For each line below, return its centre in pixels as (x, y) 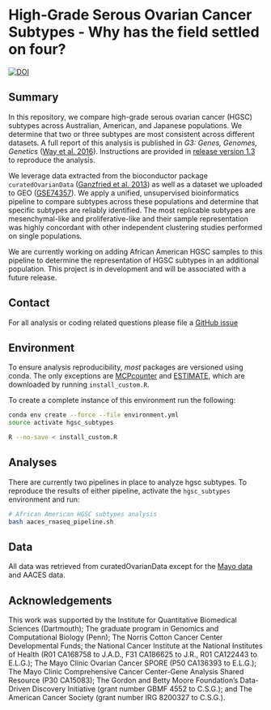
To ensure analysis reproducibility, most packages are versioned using (126, 367)
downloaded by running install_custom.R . (79, 385)
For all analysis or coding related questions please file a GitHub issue (123, 323)
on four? (37, 49)
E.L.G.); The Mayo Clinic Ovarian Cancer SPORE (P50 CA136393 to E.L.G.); (133, 663)
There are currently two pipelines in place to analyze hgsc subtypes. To (128, 482)
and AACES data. (37, 575)
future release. (33, 277)
